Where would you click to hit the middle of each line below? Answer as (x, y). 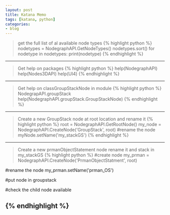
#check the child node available (38, 190)
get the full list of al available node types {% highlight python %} (85, 43)
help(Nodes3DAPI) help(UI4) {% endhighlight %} (69, 74)
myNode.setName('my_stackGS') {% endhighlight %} (73, 135)
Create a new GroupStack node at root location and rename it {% (85, 119)
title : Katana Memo (26, 15)
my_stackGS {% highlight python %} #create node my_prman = (83, 155)
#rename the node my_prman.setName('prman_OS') (59, 170)
